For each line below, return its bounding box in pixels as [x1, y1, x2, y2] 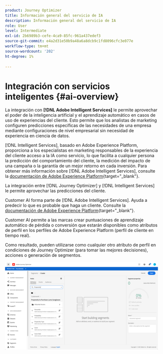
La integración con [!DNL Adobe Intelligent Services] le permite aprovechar [5, 107, 158, 113]
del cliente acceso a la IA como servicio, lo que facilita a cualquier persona [5, 153, 154, 159]
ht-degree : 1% [5, 54, 34, 59]
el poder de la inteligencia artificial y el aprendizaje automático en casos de [5, 112, 156, 118]
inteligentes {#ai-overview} [5, 91, 119, 102]
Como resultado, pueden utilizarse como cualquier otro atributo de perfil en [5, 242, 156, 248]
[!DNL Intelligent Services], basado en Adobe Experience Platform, [5, 142, 138, 148]
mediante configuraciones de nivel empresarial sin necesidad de [5, 128, 134, 134]
